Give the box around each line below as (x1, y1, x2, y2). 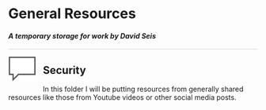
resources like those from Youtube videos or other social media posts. (8, 93, 237, 102)
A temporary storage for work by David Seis (8, 31, 157, 40)
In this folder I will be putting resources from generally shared (43, 84, 244, 94)
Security (43, 64, 86, 77)
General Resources (8, 5, 136, 23)
